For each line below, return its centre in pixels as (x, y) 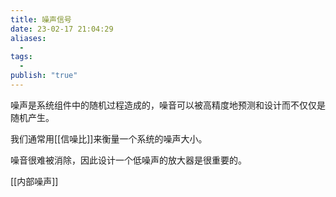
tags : (21, 57)
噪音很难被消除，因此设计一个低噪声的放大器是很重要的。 (128, 160)
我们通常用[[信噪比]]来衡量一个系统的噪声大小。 (109, 138)
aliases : (28, 38)
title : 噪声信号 (41, 19)
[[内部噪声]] (34, 181)
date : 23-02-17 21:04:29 (62, 29)
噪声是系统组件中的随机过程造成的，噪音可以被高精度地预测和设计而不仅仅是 (168, 105)
